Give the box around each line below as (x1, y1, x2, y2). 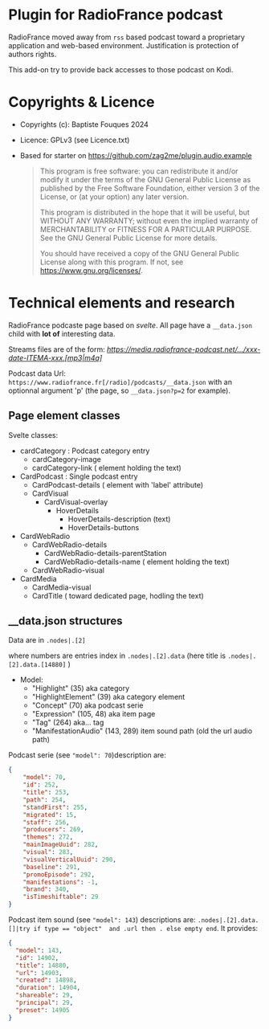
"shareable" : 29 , (15, 991, 74, 999)
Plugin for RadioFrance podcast (8, 6, 223, 24)
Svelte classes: (8, 430, 59, 439)
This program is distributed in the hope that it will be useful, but (39, 207, 251, 217)
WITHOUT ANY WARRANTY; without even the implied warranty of (39, 215, 259, 226)
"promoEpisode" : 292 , (22, 870, 95, 879)
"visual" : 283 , (22, 848, 74, 856)
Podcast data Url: (8, 368, 66, 378)
